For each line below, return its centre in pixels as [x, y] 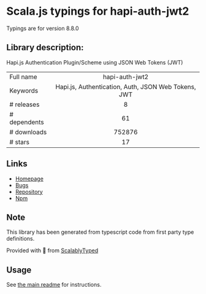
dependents [27, 122]
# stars [19, 142]
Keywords [24, 90]
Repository [29, 191]
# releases [25, 104]
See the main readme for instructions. [54, 285]
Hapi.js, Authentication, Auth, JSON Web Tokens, [125, 87]
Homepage [29, 179]
